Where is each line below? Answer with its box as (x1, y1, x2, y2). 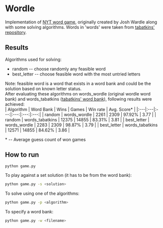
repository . (5, 29, 27, 35)
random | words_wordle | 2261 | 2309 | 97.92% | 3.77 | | (44, 112, 157, 117)
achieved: (5, 101, 25, 107)
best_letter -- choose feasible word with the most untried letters (12, 71, 141, 77)
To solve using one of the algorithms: (5, 190, 79, 196)
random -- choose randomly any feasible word (12, 66, 106, 72)
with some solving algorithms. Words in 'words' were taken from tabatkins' (5, 24, 155, 30)
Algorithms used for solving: (5, 57, 62, 62)
